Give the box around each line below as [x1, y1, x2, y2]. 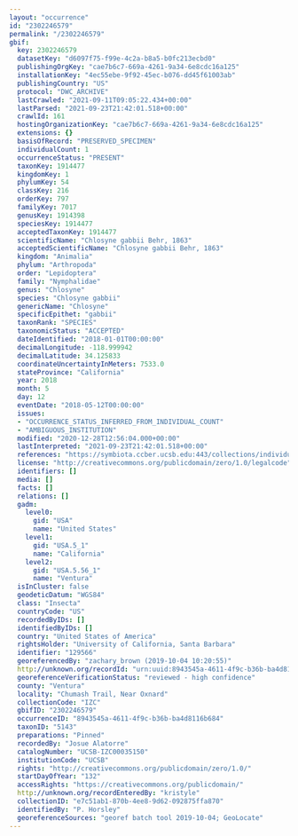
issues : [17, 409, 46, 418]
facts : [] [17, 483, 53, 493]
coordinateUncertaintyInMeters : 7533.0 [17, 359, 165, 368]
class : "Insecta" [17, 599, 82, 608]
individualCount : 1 [17, 145, 90, 154]
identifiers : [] [17, 467, 77, 476]
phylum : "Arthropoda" [17, 261, 98, 270]
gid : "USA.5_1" [32, 540, 90, 550]
